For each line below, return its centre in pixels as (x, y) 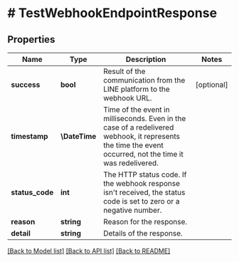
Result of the (124, 71)
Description (146, 59)
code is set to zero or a (141, 201)
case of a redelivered (138, 127)
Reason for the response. (145, 222)
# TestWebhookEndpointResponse (112, 13)
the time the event (133, 145)
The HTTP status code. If (145, 174)
